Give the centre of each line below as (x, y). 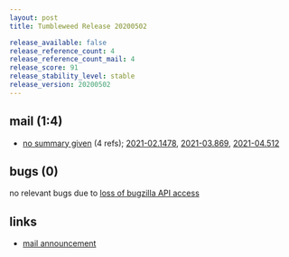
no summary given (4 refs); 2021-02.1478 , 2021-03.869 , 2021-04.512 (151, 143)
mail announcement (59, 243)
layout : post (34, 18)
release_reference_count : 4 (62, 51)
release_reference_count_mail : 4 (72, 60)
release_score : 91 (44, 68)
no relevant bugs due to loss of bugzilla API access (105, 193)
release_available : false (58, 43)
